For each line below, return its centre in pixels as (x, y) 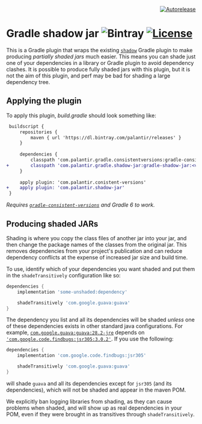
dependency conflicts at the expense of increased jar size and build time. (97, 257)
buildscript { (26, 126)
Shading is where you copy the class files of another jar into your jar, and (96, 238)
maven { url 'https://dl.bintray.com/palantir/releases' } (106, 138)
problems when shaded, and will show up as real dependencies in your (94, 408)
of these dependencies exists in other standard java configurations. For (95, 326)
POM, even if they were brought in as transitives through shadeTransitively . (101, 414)
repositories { (39, 132)
